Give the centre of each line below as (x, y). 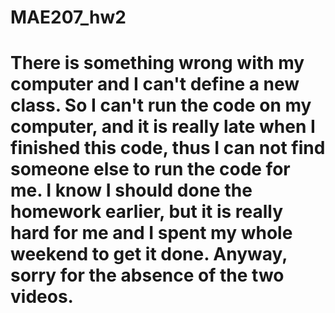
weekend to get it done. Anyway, (149, 254)
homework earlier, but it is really (147, 212)
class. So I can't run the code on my (161, 105)
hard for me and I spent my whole (151, 233)
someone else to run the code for (150, 169)
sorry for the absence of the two (147, 275)
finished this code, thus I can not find (168, 148)
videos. (42, 297)
